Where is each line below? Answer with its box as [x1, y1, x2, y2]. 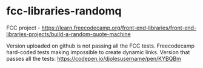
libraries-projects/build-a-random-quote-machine [6, 30, 131, 37]
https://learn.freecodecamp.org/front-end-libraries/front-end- [41, 24, 197, 31]
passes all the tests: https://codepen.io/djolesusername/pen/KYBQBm [6, 55, 182, 62]
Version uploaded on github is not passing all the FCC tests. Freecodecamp [6, 42, 195, 49]
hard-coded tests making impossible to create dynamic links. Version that [6, 48, 190, 55]
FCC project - [6, 24, 41, 31]
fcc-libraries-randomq [6, 4, 122, 18]
